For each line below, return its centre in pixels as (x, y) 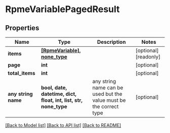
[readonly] (148, 57)
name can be (108, 88)
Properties (22, 28)
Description (111, 42)
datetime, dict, (59, 94)
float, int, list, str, (62, 100)
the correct (105, 107)
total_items (22, 73)
